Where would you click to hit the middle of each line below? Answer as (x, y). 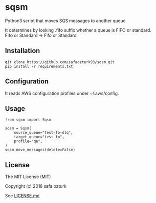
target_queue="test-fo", (39, 137)
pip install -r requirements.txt (39, 66)
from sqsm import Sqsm (28, 120)
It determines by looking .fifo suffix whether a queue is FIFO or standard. (78, 30)
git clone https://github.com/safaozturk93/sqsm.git (60, 62)
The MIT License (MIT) (28, 177)
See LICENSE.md (22, 196)
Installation (22, 51)
